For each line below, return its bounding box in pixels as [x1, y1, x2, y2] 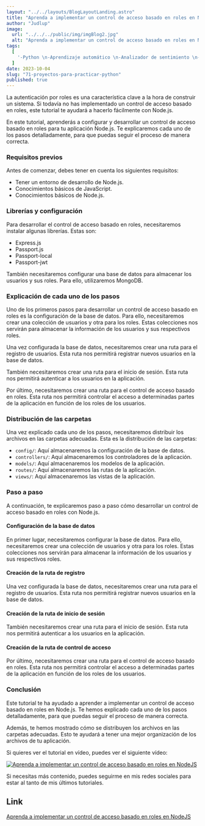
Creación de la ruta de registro [6, 569, 85, 577]
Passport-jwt [15, 258, 48, 266]
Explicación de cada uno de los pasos [6, 292, 120, 301]
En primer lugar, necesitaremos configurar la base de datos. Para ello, [6, 536, 182, 543]
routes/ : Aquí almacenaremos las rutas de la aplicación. [15, 466, 156, 474]
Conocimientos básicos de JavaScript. [15, 185, 112, 193]
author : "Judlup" [6, 20, 51, 26]
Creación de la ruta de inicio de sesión [6, 610, 106, 617]
